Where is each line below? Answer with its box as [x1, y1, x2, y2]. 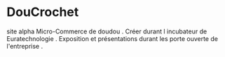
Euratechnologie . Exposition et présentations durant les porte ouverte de [6, 34, 219, 42]
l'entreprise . [6, 42, 43, 50]
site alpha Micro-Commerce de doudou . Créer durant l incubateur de [6, 27, 207, 35]
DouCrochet [6, 4, 79, 20]
